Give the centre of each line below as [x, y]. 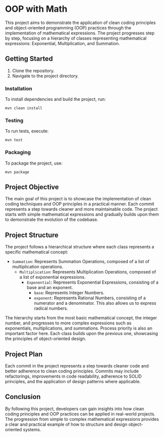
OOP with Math [36, 9]
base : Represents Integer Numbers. [69, 293]
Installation [19, 88]
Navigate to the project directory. [45, 76]
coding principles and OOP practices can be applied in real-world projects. [80, 414]
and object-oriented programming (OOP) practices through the [68, 27]
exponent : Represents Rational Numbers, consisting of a [90, 298]
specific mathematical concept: [37, 252]
